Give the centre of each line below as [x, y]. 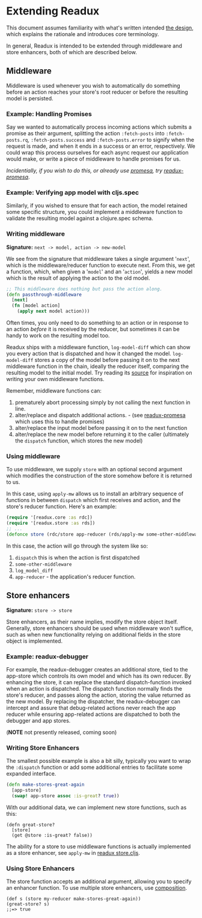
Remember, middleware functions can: [54, 391]
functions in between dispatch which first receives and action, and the [93, 500]
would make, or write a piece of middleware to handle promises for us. [93, 159]
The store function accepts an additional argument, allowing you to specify [99, 881]
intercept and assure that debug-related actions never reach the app [91, 708]
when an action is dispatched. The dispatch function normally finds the [94, 688]
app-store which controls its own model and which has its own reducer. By [99, 676]
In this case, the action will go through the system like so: [77, 546]
